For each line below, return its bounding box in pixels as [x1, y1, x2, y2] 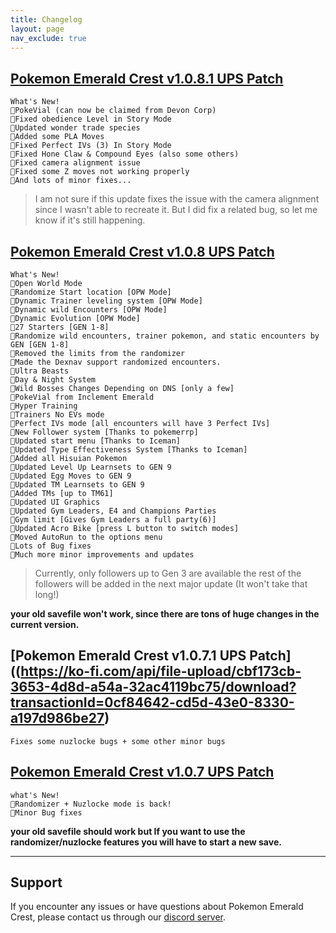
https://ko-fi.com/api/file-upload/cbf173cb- [20, 663, 302, 680]
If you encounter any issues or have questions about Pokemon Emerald [10, 901, 304, 913]
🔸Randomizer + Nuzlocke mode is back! [10, 799, 172, 809]
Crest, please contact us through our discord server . [10, 911, 227, 923]
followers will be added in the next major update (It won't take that [34, 578, 308, 590]
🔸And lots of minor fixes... [10, 176, 132, 186]
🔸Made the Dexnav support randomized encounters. [10, 357, 222, 367]
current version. [10, 619, 80, 630]
